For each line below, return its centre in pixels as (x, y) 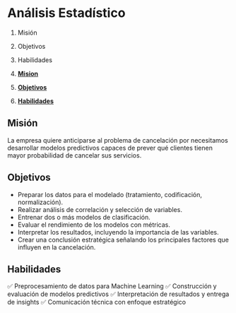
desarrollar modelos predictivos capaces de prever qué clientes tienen (110, 148)
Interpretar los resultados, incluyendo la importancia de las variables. (118, 232)
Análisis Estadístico (66, 13)
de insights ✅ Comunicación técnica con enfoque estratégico (96, 302)
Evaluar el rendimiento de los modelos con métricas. (94, 225)
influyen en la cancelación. (57, 247)
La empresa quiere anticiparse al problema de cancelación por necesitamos (118, 140)
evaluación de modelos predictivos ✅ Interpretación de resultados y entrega (118, 294)
